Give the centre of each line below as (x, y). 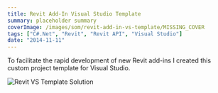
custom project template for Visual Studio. (69, 68)
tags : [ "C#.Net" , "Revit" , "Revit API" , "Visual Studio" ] (95, 34)
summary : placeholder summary (52, 21)
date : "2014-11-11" (36, 40)
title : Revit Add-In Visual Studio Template (74, 14)
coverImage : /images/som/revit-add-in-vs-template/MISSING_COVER (106, 27)
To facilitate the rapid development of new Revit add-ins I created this (109, 60)
